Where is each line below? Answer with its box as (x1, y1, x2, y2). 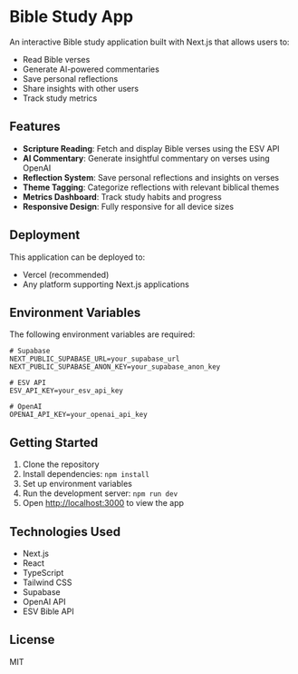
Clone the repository (22, 459, 100, 470)
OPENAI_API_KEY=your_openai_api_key (9, 411, 148, 420)
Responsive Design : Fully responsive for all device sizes (22, 201, 234, 212)
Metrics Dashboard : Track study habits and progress (22, 191, 222, 202)
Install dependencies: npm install (22, 469, 149, 480)
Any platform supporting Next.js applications (22, 279, 190, 290)
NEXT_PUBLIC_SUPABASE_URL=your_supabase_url (9, 354, 180, 364)
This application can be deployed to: (9, 252, 146, 263)
